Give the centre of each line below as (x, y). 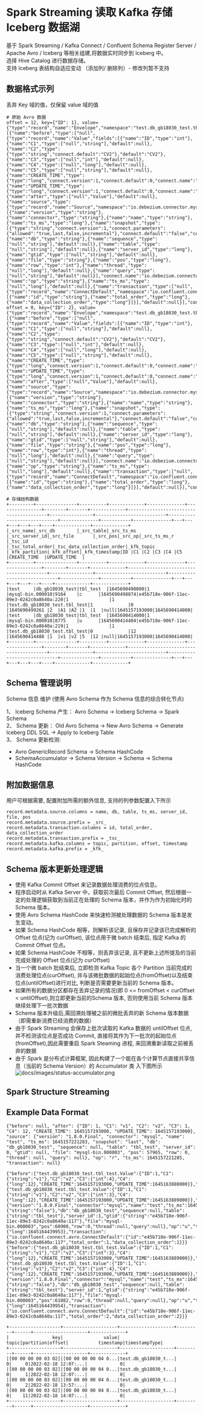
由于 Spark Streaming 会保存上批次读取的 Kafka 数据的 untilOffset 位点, (103, 1028)
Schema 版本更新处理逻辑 (55, 869)
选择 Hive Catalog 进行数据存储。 (48, 60)
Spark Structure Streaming (58, 1092)
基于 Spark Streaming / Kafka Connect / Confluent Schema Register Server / (101, 45)
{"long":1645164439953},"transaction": (56, 1232)
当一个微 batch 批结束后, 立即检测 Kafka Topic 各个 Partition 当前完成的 (103, 968)
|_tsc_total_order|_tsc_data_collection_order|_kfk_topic (81, 547)
